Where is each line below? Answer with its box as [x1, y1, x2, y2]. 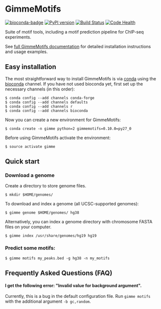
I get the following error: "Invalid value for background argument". [5, 282, 142, 288]
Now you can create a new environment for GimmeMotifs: [5, 117, 121, 123]
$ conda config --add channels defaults [5, 100, 89, 105]
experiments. [5, 34, 32, 40]
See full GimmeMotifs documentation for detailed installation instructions [5, 43, 151, 49]
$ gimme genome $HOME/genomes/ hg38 [5, 210, 79, 215]
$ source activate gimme [5, 144, 55, 149]
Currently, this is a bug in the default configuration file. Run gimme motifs [5, 293, 151, 299]
